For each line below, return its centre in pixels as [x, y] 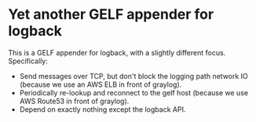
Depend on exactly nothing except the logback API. [102, 109]
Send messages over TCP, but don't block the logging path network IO [134, 76]
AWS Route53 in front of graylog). [74, 101]
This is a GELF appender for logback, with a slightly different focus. [117, 52]
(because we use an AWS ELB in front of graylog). [101, 84]
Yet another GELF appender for [111, 14]
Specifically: [28, 61]
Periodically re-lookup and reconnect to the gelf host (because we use [134, 92]
